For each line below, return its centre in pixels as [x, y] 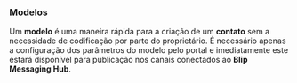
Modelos [28, 12]
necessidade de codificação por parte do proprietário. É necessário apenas [148, 41]
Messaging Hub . [40, 69]
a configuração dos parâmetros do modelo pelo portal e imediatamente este [149, 50]
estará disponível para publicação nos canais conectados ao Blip [128, 60]
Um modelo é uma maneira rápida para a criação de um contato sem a [139, 32]
